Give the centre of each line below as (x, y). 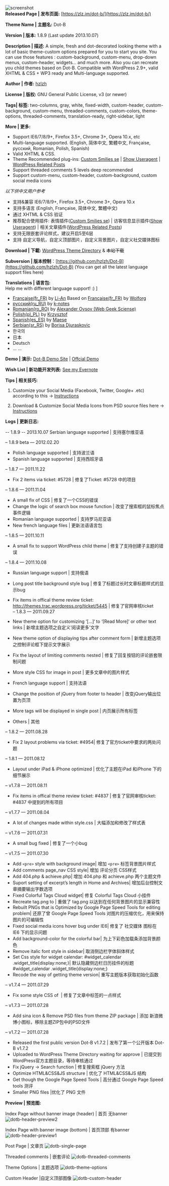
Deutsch (21, 343)
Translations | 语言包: (28, 283)
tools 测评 (23, 1086)
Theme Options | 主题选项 (32, 1167)
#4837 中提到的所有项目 (38, 802)
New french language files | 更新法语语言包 (57, 525)
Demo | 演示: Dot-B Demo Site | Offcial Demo (52, 359)
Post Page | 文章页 (24, 1146)
